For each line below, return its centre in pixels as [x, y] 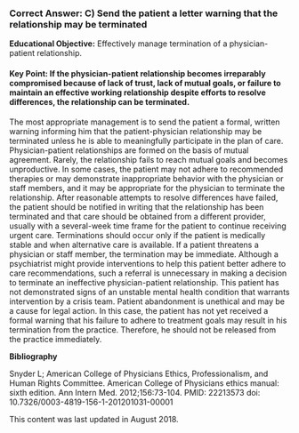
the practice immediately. [56, 339]
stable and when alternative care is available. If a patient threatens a [134, 245]
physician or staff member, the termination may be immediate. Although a [144, 254]
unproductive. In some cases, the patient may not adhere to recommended [146, 169]
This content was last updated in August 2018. [94, 419]
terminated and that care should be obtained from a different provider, [138, 216]
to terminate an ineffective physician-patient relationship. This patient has [144, 282]
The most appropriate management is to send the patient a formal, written [145, 122]
